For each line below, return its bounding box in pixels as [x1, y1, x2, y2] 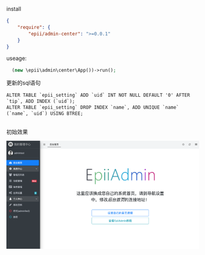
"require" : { [17, 24, 51, 30]
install [6, 6, 21, 12]
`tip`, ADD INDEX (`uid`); [6, 98, 75, 105]
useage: [6, 55, 27, 62]
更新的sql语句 [6, 79, 41, 86]
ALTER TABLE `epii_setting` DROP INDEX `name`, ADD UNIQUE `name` [6, 104, 179, 111]
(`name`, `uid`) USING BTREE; [6, 110, 84, 117]
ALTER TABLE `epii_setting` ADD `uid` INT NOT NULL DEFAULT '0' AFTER [6, 92, 190, 99]
